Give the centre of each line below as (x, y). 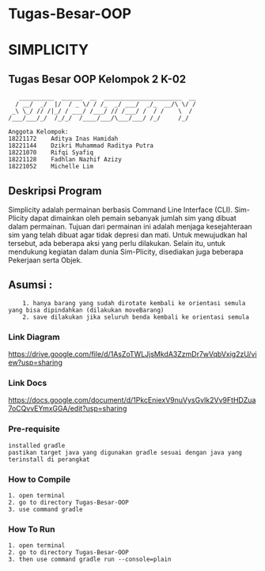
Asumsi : (30, 285)
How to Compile (40, 479)
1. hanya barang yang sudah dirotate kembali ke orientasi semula (134, 303)
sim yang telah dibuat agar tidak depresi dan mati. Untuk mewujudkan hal (128, 235)
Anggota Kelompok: (38, 132)
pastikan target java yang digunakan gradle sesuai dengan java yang (125, 452)
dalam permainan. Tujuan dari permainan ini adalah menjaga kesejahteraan (130, 227)
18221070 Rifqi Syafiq (51, 153)
